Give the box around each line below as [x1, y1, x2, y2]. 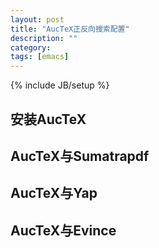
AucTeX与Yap [10, 185, 98, 202]
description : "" [10, 33, 78, 43]
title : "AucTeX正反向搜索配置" [10, 24, 130, 34]
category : [10, 42, 52, 53]
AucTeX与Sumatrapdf [10, 147, 150, 165]
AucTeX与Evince [10, 222, 117, 239]
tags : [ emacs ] [10, 52, 70, 62]
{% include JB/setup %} [10, 79, 110, 91]
